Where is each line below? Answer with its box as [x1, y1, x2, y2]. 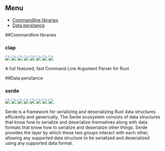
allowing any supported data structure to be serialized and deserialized [5, 135, 150, 141]
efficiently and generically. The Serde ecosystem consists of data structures [5, 114, 161, 120]
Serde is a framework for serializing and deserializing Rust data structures [5, 109, 156, 115]
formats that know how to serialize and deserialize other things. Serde [5, 124, 148, 130]
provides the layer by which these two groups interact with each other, [5, 130, 149, 136]
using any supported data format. [5, 140, 73, 146]
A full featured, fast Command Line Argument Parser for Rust [5, 66, 129, 72]
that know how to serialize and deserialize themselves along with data [5, 119, 148, 125]
